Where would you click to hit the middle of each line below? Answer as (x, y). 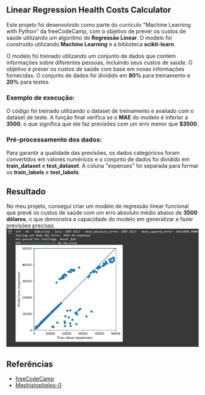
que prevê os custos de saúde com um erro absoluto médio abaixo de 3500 (102, 213)
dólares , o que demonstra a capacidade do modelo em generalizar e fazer (100, 219)
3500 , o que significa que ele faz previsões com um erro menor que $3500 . (103, 124)
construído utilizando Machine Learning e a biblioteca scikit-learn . (91, 44)
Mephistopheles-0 (38, 385)
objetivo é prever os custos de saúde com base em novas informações (95, 69)
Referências (30, 364)
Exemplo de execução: (41, 98)
